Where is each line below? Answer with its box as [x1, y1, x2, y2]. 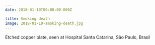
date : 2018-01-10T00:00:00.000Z [5, 7, 72, 12]
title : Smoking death [5, 16, 50, 21]
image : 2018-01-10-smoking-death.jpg [5, 21, 83, 26]
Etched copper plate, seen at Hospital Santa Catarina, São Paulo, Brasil [5, 34, 151, 40]
